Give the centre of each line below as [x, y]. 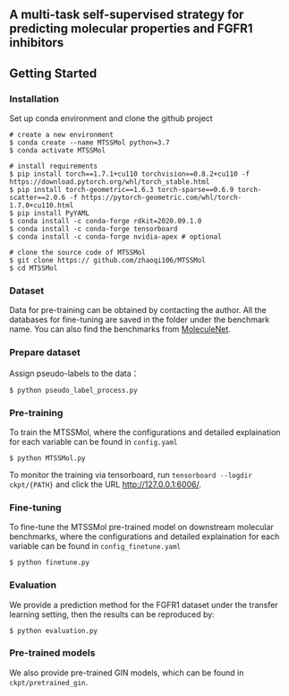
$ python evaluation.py [54, 631]
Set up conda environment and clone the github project [111, 118]
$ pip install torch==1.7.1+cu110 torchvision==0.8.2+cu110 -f [130, 174]
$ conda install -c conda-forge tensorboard [93, 229]
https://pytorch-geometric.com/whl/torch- [161, 198]
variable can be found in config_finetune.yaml [95, 546]
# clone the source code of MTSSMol [77, 253]
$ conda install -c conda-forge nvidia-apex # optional [115, 237]
